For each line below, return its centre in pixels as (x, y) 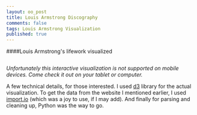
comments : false (26, 23)
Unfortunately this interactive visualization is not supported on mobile (92, 68)
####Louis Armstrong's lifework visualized (59, 51)
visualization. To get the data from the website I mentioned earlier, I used (96, 93)
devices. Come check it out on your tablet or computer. (74, 75)
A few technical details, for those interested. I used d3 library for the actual (99, 86)
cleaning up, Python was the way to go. (55, 105)
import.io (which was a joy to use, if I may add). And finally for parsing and (98, 99)
